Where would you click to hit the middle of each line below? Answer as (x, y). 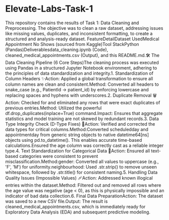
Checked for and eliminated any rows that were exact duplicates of (91, 102)
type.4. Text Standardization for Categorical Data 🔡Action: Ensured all (78, 151)
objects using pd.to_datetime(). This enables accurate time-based (74, 140)
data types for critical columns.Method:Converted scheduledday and (77, 129)
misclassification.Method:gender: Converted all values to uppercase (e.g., (82, 161)
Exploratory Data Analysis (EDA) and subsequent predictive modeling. (78, 212)
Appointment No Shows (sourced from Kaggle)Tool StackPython (72, 44)
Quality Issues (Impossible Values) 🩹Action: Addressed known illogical (79, 178)
